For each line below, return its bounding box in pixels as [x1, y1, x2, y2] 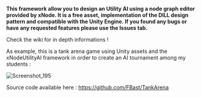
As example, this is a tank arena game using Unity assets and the [6, 48, 167, 55]
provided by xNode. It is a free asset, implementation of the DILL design [6, 11, 188, 19]
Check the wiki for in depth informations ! [6, 36, 109, 43]
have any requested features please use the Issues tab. [6, 24, 148, 31]
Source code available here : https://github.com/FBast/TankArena [6, 84, 169, 91]
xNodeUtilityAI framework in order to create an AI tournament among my [6, 54, 186, 61]
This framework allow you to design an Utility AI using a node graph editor [6, 5, 196, 12]
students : [6, 60, 31, 67]
